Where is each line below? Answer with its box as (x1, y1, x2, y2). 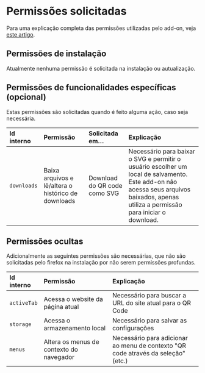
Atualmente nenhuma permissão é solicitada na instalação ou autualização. (6, 65, 196, 72)
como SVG (88, 189, 120, 197)
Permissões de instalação (6, 49, 107, 59)
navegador (43, 353, 75, 361)
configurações (112, 324, 154, 333)
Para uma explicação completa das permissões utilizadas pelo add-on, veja (6, 24, 196, 32)
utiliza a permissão (128, 200, 182, 208)
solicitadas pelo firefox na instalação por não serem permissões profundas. (6, 259, 196, 266)
